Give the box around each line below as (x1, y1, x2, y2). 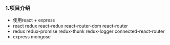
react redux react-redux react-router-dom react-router (12, 23, 128, 29)
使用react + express (12, 17, 55, 24)
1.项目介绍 (5, 4, 31, 11)
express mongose (12, 34, 51, 40)
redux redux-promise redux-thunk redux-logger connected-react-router (12, 28, 165, 34)
